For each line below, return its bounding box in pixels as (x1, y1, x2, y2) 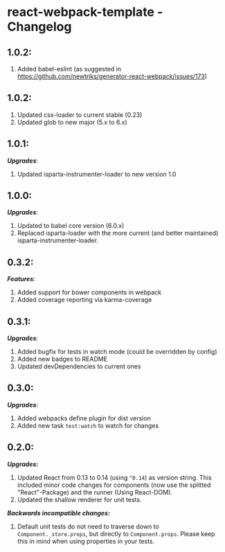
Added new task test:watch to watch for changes (17, 421, 159, 429)
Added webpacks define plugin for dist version (17, 413, 151, 422)
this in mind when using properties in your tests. (17, 537, 154, 545)
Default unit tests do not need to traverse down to (17, 522, 159, 531)
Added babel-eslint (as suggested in (17, 65, 121, 73)
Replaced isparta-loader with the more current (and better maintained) (17, 229, 219, 238)
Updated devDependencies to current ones (17, 362, 141, 371)
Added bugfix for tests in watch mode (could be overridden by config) (17, 348, 217, 356)
